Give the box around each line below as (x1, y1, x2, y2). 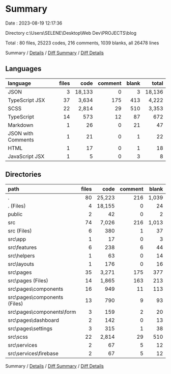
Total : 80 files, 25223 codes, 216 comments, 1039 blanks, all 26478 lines (5, 39, 159, 46)
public (8, 211, 23, 218)
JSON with (8, 130, 34, 137)
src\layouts (8, 260, 35, 267)
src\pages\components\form (8, 308, 76, 315)
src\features (8, 244, 37, 251)
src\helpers (8, 252, 35, 259)
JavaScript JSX (8, 153, 45, 160)
